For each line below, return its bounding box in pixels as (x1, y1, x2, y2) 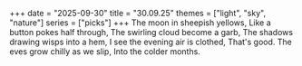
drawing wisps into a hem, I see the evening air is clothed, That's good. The (9, 36, 293, 47)
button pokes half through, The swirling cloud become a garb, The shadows (9, 27, 293, 37)
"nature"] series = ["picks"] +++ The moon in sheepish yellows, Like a (9, 17, 272, 28)
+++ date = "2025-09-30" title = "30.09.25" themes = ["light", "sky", (9, 8, 266, 18)
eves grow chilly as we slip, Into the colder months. (9, 46, 201, 57)
